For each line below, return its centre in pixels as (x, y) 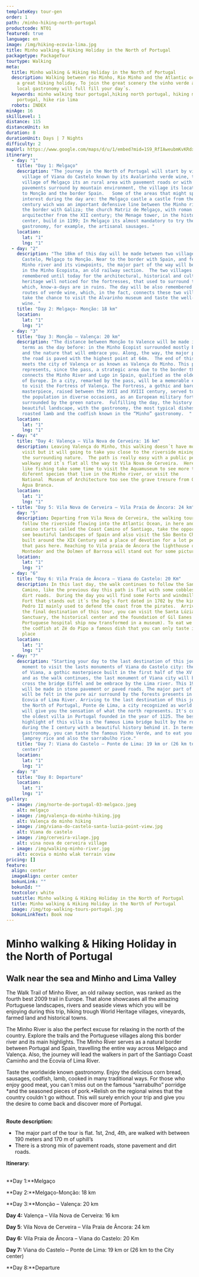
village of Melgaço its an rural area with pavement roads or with (107, 182)
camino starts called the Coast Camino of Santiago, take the (100, 530)
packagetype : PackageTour (38, 56)
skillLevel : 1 (24, 116)
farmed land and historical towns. (47, 1018)
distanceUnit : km (28, 127)
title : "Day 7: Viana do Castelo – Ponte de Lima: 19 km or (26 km (102, 744)
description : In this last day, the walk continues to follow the (100, 584)
